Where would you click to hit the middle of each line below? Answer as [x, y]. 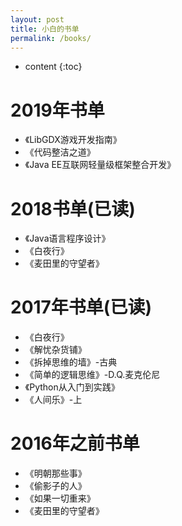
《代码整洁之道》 [60, 152]
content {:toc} [53, 67]
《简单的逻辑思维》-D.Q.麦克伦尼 [92, 375]
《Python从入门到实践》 [72, 387]
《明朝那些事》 [55, 473]
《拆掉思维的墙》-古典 [71, 362]
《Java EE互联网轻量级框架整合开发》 [100, 165]
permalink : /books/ [51, 38]
